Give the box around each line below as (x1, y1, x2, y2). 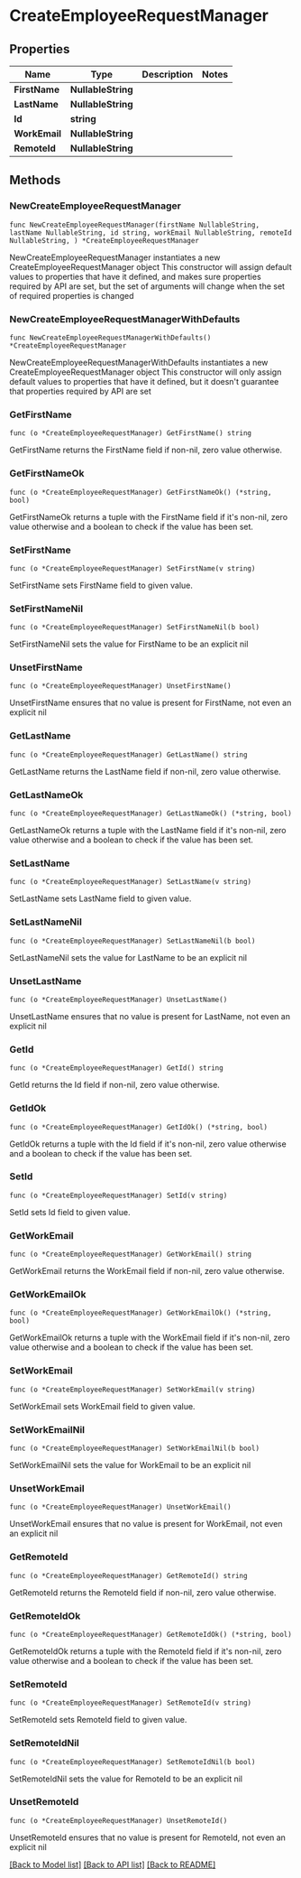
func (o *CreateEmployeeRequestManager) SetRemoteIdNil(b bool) (9, 1757, 256, 1766)
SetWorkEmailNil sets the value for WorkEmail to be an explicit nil (9, 1460, 251, 1471)
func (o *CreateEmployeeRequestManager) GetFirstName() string (9, 429, 252, 438)
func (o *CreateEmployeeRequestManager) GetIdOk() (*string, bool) (9, 1122, 269, 1131)
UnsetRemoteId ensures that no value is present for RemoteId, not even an (9, 1832, 287, 1843)
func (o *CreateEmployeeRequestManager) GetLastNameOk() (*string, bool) (9, 809, 293, 818)
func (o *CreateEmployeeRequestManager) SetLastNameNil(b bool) (9, 936, 256, 945)
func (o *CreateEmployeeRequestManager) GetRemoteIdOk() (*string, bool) (9, 1630, 293, 1639)
